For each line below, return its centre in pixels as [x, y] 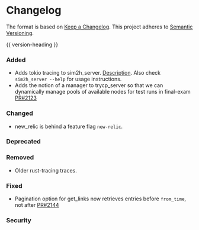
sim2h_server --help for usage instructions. [68, 79]
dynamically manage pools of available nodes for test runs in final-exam [102, 92]
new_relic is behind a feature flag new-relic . [69, 126]
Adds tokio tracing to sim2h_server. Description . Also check [88, 73]
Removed [20, 158]
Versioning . [20, 33]
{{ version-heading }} [32, 44]
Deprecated [24, 142]
